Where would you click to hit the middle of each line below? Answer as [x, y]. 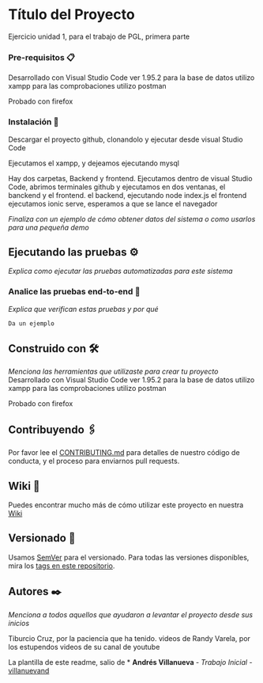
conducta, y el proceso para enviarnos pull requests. [94, 461]
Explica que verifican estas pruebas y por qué [84, 309]
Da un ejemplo [32, 323]
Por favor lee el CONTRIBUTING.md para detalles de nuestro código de [124, 453]
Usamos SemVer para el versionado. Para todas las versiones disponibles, [129, 557]
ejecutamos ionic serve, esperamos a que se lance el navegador [113, 203]
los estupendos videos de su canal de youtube [84, 647]
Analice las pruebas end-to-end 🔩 [74, 292]
